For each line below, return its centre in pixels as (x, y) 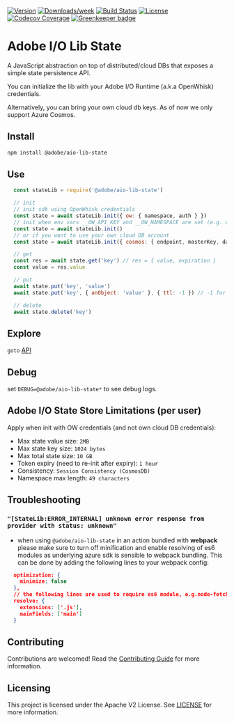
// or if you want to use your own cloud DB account (92, 235)
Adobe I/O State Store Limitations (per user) (104, 411)
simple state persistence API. (49, 72)
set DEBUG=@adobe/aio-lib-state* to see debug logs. (82, 389)
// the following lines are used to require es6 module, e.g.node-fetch (121, 595)
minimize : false (44, 581)
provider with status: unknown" (62, 526)
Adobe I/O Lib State (64, 46)
